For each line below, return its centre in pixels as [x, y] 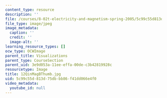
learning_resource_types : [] [35, 47]
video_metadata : [22, 83]
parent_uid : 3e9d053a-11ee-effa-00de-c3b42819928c [59, 65]
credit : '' [21, 38]
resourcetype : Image [27, 70]
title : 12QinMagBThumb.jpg [33, 74]
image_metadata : [22, 28]
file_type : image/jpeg [29, 24]
